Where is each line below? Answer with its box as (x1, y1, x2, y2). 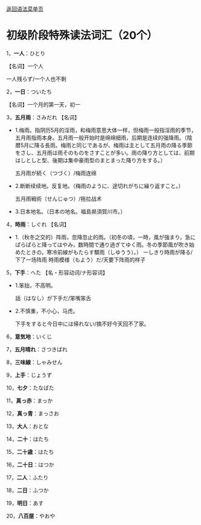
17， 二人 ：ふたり (6, 474, 49, 481)
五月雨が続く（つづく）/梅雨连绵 (14, 169, 97, 177)
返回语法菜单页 (6, 5, 43, 12)
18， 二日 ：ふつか (6, 486, 49, 494)
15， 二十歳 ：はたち (6, 448, 54, 455)
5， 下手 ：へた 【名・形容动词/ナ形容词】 (6, 269, 109, 276)
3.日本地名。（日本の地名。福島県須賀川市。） (14, 207, 126, 215)
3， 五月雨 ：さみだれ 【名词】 (6, 113, 80, 121)
